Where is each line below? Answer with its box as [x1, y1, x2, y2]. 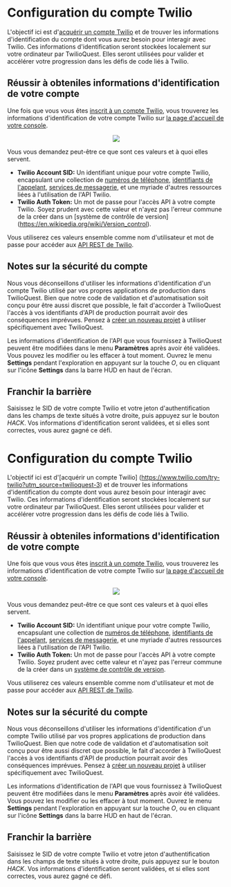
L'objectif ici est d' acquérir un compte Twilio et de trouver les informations [7, 28, 219, 36]
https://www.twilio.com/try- [141, 473, 220, 482]
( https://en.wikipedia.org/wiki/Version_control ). [17, 219, 151, 228]
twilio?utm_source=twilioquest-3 [7, 481, 100, 489]
